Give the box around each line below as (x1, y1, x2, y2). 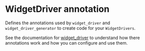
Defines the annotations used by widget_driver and (5, 20, 110, 26)
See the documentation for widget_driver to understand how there (5, 35, 140, 41)
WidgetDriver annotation (5, 3, 110, 15)
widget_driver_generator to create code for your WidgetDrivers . (5, 25, 136, 31)
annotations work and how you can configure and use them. (5, 40, 128, 46)
